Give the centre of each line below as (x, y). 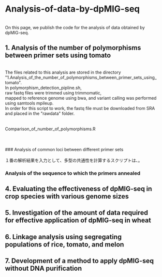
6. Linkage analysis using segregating (63, 237)
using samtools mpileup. (29, 103)
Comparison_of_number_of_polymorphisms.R (50, 129)
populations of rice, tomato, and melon (65, 244)
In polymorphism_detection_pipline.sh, (44, 88)
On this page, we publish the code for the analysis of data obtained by (75, 27)
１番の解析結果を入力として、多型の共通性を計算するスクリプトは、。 (74, 160)
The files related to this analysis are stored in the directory (63, 72)
